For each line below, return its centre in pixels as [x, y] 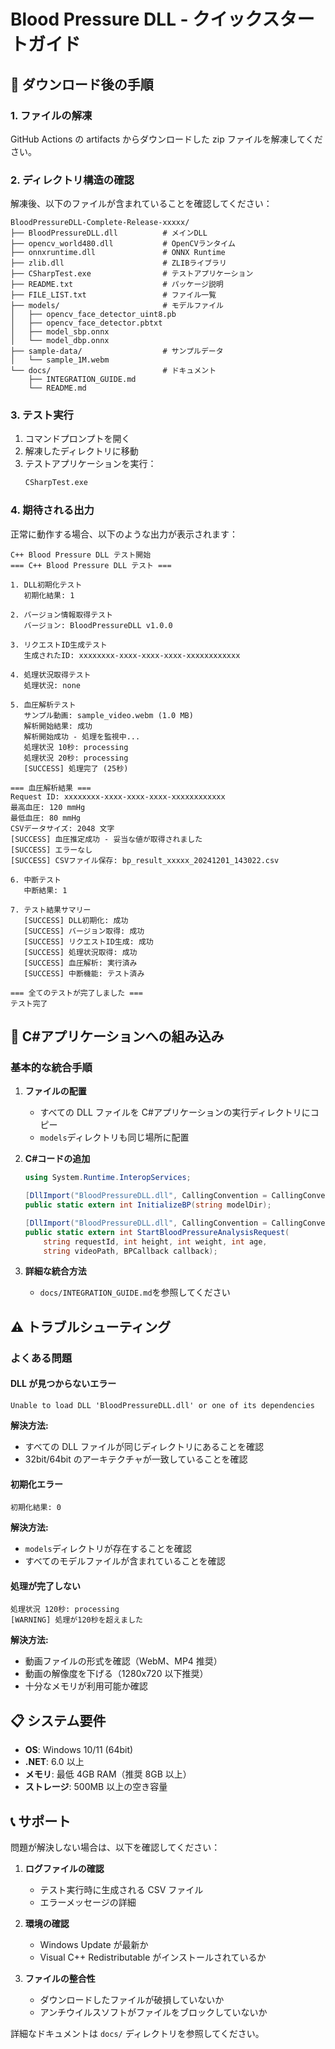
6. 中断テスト [36, 880]
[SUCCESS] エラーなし [51, 850]
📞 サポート [41, 1821]
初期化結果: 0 [36, 1508]
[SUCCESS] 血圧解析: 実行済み [80, 963]
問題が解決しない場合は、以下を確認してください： [115, 1847]
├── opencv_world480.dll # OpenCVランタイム [123, 244]
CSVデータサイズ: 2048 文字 [62, 828]
